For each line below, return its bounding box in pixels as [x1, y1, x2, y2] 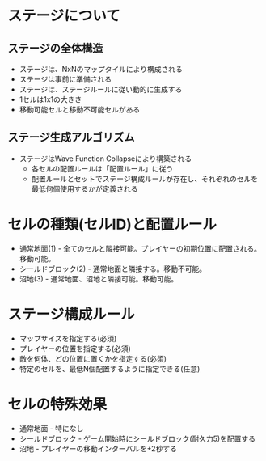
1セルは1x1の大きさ [19, 95, 82, 104]
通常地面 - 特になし [19, 423, 84, 433]
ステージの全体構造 [7, 41, 103, 55]
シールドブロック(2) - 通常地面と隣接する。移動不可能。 [19, 264, 207, 273]
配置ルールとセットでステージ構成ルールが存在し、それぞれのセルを [31, 174, 259, 184]
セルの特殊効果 [7, 395, 108, 413]
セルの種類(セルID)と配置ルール [7, 215, 217, 234]
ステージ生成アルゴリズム [7, 130, 135, 145]
